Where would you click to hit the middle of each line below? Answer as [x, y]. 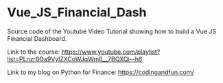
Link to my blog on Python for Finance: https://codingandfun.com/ [101, 72]
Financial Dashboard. [37, 38]
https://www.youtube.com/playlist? [111, 52]
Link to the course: [34, 52]
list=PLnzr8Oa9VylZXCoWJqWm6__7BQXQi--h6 [75, 59]
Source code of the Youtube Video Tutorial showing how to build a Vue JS [112, 31]
